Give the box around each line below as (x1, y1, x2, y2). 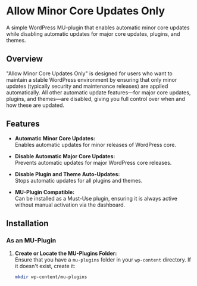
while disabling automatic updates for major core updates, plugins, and (6, 30, 180, 37)
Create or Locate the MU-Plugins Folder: (14, 250, 117, 257)
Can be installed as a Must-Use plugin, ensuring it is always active (14, 195, 177, 202)
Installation (6, 218, 49, 228)
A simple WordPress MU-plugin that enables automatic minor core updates (6, 24, 190, 31)
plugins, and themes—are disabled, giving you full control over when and (6, 95, 186, 102)
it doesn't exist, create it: (14, 263, 76, 270)
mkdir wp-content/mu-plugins (14, 274, 87, 280)
